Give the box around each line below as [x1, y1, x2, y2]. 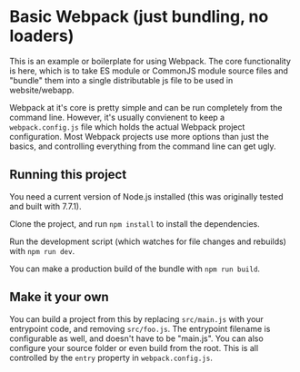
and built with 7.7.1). [9, 201, 82, 211]
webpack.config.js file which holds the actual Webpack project [9, 121, 245, 132]
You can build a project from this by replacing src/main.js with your [9, 313, 264, 324]
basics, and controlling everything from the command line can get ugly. [9, 141, 276, 152]
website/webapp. [9, 84, 75, 95]
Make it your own [9, 289, 109, 305]
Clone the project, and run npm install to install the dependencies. [9, 218, 261, 229]
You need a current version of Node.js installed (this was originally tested [9, 191, 284, 201]
